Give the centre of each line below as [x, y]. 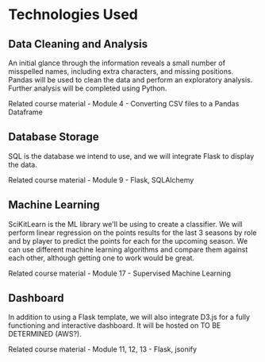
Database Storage [54, 137]
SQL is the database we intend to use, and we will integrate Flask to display [131, 156]
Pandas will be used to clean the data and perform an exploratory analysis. [131, 80]
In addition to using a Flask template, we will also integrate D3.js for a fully [129, 317]
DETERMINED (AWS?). [45, 334]
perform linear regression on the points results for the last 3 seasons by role [132, 233]
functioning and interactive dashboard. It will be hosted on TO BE [115, 325]
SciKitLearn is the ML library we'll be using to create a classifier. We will [125, 224]
